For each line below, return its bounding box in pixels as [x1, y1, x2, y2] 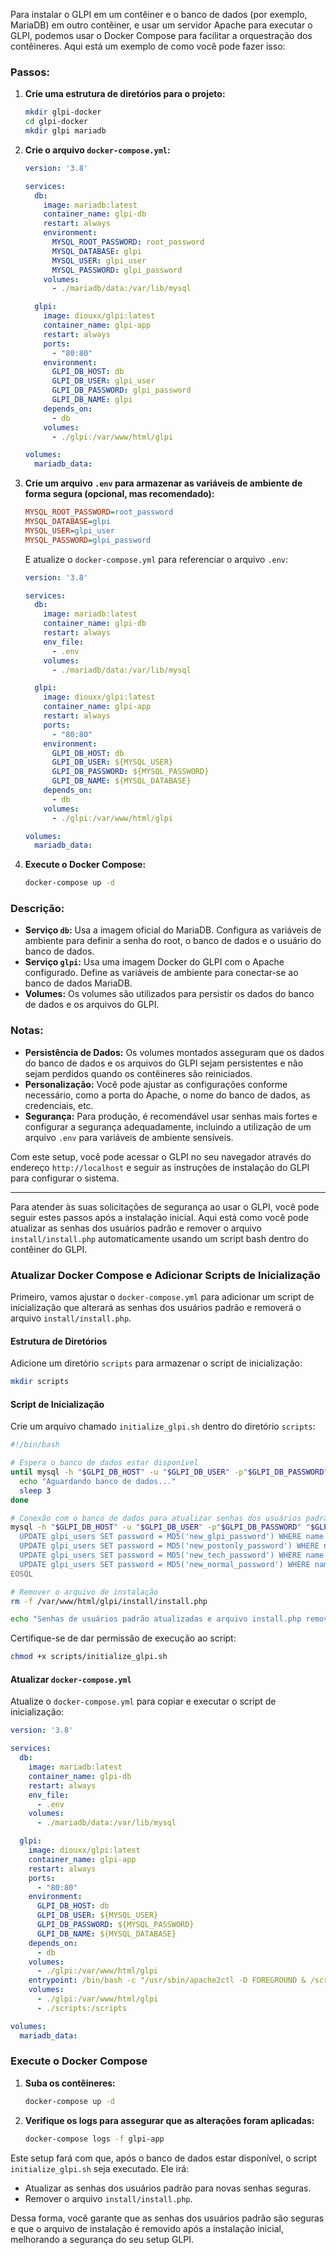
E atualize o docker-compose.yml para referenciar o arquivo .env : [24, 553, 289, 565]
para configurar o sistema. [10, 1172, 120, 1184]
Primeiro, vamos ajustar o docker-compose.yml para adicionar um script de [10, 1291, 315, 1303]
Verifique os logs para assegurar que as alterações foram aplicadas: [24, 2114, 315, 2126]
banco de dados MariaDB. [24, 977, 133, 989]
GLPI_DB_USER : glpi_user [51, 376, 156, 386]
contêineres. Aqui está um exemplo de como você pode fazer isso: [10, 40, 286, 52]
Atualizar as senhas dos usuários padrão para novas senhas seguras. [24, 2182, 312, 2194]
